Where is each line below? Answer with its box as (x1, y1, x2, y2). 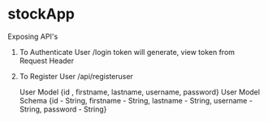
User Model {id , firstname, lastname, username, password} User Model (19, 86, 261, 97)
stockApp (7, 5, 75, 23)
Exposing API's (7, 32, 58, 41)
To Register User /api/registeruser (19, 71, 133, 81)
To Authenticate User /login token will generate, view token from (19, 47, 236, 57)
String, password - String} (19, 104, 107, 114)
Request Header (19, 56, 75, 65)
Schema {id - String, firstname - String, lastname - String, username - (19, 95, 253, 105)
